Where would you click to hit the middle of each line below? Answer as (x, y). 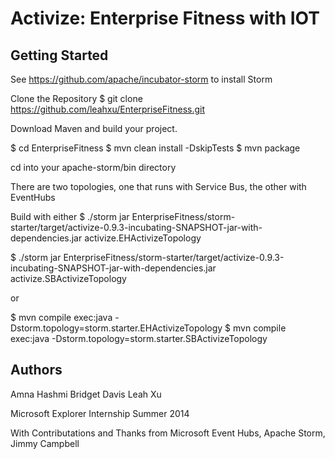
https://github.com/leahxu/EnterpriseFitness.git (108, 109)
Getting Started (59, 55)
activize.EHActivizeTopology (143, 238)
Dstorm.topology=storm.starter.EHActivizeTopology (116, 328)
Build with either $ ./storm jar (70, 216)
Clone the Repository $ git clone (76, 98)
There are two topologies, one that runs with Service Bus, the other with (158, 186)
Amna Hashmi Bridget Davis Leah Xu (86, 394)
